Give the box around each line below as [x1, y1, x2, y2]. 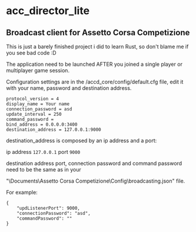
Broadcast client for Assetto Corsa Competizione [6, 28, 190, 38]
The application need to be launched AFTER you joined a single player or [6, 60, 182, 68]
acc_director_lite [6, 4, 90, 18]
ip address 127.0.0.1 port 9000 [6, 149, 81, 155]
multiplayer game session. [6, 67, 69, 74]
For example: [6, 189, 38, 196]
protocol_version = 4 [6, 96, 59, 102]
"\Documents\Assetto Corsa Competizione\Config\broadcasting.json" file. [6, 177, 185, 184]
